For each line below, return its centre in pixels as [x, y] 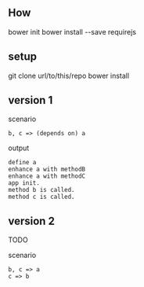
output [19, 148]
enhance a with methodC [47, 176]
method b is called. [42, 190]
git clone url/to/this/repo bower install [69, 75]
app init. [24, 183]
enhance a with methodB [47, 169]
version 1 [31, 100]
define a [22, 163]
